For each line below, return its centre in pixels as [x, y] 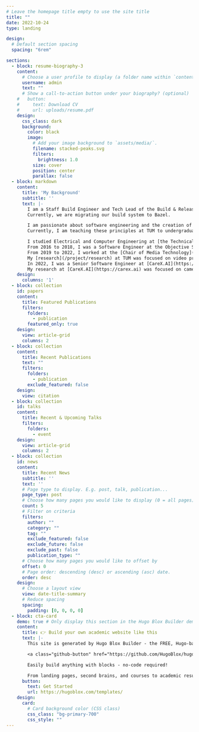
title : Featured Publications [59, 302]
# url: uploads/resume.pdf [55, 110]
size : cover [47, 165]
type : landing [24, 28]
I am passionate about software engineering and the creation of [110, 226]
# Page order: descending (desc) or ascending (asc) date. [96, 572]
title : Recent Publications [57, 357]
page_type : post [42, 495]
